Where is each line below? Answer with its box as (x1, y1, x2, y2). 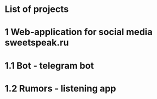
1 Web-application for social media (5, 26, 153, 38)
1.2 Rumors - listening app (5, 82, 116, 94)
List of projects (5, 3, 69, 15)
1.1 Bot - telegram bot (5, 60, 94, 71)
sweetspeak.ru (5, 37, 69, 48)
